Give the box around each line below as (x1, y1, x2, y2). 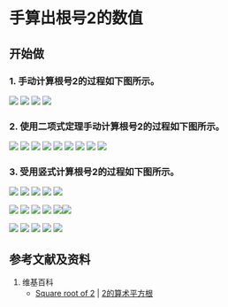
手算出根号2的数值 (9, 8, 143, 28)
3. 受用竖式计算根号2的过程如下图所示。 (9, 165, 179, 178)
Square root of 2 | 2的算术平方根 (34, 288, 153, 299)
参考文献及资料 (9, 251, 91, 266)
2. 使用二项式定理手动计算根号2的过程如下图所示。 (9, 120, 225, 133)
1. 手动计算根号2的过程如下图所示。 (9, 74, 160, 87)
